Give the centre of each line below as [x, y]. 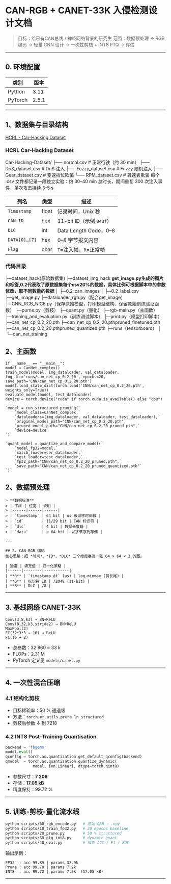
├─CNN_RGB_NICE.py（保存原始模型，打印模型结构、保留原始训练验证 [80, 304]
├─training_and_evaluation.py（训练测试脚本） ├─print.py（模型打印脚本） [84, 317]
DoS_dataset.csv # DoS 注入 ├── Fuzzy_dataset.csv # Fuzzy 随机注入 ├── [84, 168]
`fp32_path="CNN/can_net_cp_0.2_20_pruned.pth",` [68, 461]
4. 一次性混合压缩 [33, 682]
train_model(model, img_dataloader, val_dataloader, [62, 372]
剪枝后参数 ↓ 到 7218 [35, 723]
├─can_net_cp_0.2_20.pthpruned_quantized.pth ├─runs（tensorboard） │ [83, 328]
